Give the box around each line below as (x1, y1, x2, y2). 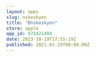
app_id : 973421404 (6, 31, 52, 37)
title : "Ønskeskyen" (6, 20, 58, 26)
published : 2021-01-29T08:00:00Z (6, 42, 90, 48)
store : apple (6, 25, 39, 31)
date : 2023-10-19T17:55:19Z (6, 36, 77, 42)
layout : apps (6, 8, 39, 15)
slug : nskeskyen (6, 14, 47, 20)
